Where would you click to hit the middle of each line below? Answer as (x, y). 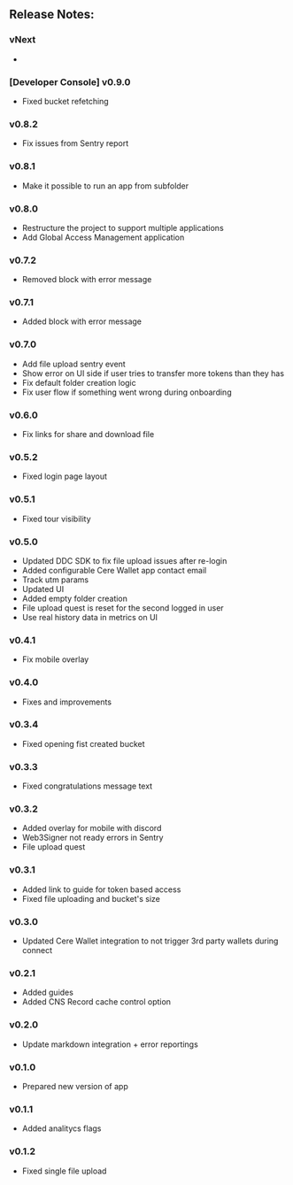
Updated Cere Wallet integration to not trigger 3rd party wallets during (150, 941)
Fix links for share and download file (88, 435)
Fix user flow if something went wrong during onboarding (127, 392)
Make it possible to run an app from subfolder (105, 186)
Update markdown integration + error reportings (110, 1044)
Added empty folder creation (75, 598)
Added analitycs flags (62, 1128)
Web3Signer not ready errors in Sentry (93, 838)
